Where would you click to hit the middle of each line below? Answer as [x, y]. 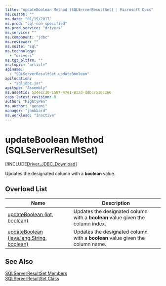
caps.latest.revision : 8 [31, 97]
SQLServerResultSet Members [36, 273]
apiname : [14, 70]
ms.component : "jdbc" [27, 38]
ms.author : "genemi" [26, 106]
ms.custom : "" [20, 14]
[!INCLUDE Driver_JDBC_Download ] [41, 164]
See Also [19, 262]
